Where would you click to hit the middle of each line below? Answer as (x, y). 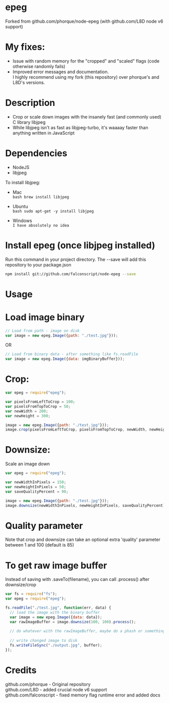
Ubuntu (20, 206)
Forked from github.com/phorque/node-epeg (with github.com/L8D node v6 (84, 21)
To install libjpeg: (23, 182)
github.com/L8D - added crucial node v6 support (56, 689)
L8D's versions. (29, 82)
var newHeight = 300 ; (28, 416)
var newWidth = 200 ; (27, 411)
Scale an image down (28, 464)
